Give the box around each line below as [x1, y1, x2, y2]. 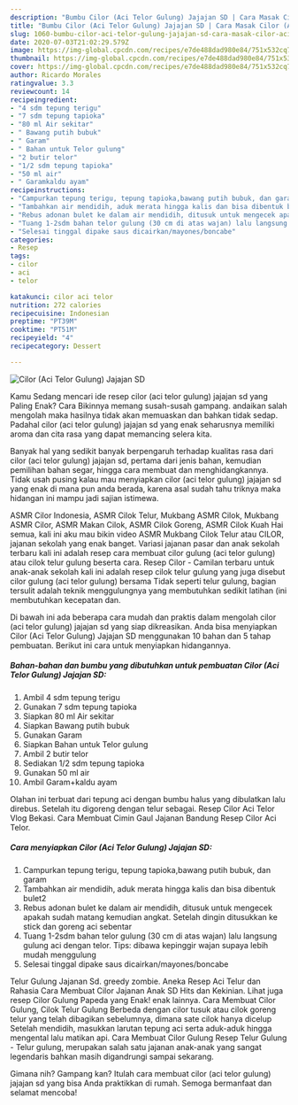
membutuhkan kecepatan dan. [10, 594, 122, 605]
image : [10, 46, 34, 55]
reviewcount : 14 [10, 87, 70, 96]
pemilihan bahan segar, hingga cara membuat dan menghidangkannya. [10, 464, 269, 475]
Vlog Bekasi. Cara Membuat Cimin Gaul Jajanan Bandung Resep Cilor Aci [10, 812, 277, 823]
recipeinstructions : [10, 186, 87, 195]
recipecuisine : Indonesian [10, 309, 110, 318]
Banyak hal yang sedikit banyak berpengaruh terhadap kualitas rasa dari [10, 445, 273, 456]
